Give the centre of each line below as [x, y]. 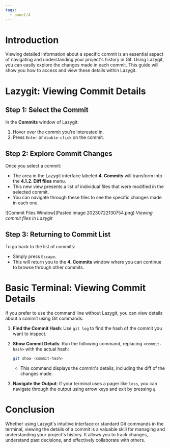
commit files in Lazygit [29, 218]
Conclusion [30, 410]
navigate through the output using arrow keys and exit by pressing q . [84, 389]
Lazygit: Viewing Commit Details [76, 91]
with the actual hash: [47, 349]
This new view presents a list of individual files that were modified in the [88, 186]
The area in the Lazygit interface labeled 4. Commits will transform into [88, 176]
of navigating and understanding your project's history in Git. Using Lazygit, [85, 60]
